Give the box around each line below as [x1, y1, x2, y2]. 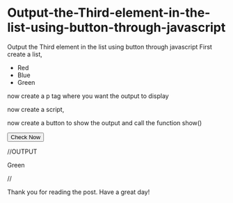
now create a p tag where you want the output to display [7, 92, 169, 100]
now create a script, [7, 105, 65, 113]
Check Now [10, 133, 41, 140]
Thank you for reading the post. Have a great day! [7, 188, 150, 196]
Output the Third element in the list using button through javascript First [7, 42, 212, 51]
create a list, [7, 50, 43, 58]
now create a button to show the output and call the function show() [7, 118, 202, 127]
